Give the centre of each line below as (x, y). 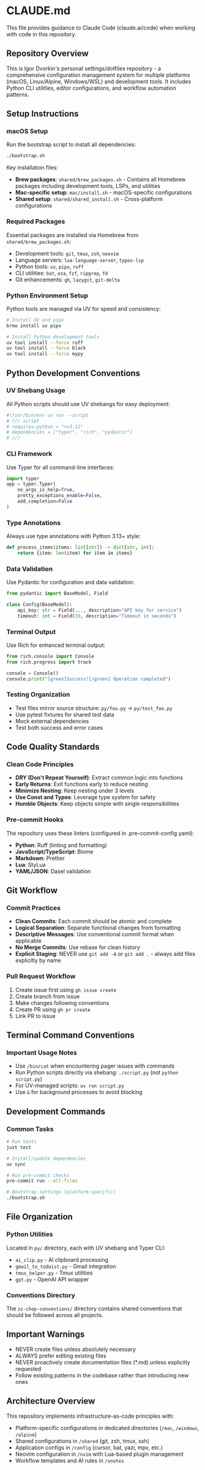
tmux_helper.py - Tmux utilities (54, 1273)
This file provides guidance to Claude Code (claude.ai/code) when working (101, 28)
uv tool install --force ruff (45, 342)
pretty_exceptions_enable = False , (60, 496)
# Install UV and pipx (35, 320)
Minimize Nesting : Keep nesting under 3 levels (75, 791)
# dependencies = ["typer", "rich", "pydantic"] (69, 432)
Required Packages (36, 222)
